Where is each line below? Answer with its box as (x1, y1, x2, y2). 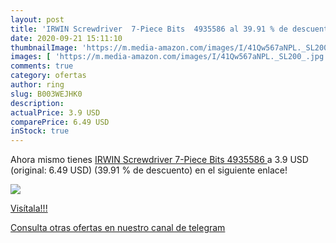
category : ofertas (10, 71, 87, 81)
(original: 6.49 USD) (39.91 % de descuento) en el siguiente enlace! (10, 164, 288, 176)
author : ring (10, 80, 65, 90)
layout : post (10, 14, 65, 25)
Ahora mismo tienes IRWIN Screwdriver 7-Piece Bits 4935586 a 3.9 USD (10, 154, 309, 166)
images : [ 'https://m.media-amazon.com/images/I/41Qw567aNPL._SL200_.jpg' (10, 52, 329, 62)
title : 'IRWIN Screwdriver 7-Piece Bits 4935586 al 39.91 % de (10, 24, 288, 34)
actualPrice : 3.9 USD (10, 107, 101, 118)
